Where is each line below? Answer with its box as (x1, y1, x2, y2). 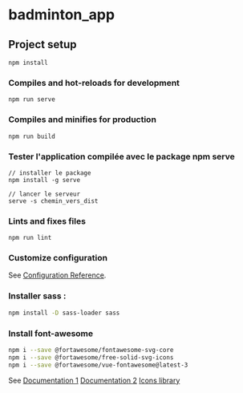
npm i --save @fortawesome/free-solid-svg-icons (8, 353, 174, 362)
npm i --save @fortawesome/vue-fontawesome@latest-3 (8, 361, 188, 369)
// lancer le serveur (8, 190, 81, 198)
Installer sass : (8, 290, 67, 302)
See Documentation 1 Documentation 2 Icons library (8, 375, 180, 385)
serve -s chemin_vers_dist (8, 196, 99, 205)
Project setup (8, 38, 78, 51)
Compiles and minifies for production (8, 114, 156, 125)
